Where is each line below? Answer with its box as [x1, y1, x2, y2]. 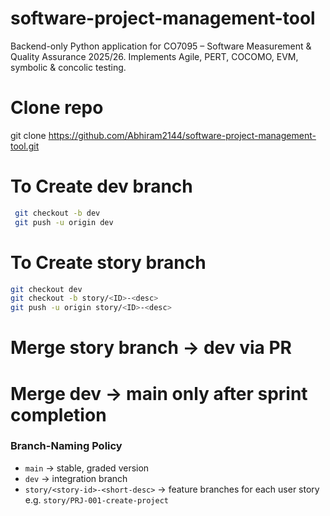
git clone [10, 129, 47, 141]
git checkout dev [10, 284, 83, 294]
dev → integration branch [24, 472, 128, 484]
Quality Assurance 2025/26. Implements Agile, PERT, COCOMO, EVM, [10, 50, 299, 62]
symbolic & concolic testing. [10, 61, 127, 73]
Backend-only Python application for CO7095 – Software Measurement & [10, 40, 312, 52]
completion [10, 403, 107, 426]
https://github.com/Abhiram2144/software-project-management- [48, 129, 317, 141]
